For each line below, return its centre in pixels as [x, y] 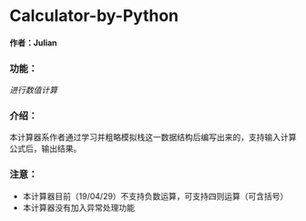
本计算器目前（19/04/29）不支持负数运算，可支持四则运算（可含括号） [155, 196]
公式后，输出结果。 [46, 149]
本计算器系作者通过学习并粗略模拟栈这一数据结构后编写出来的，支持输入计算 [153, 137]
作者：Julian [33, 43]
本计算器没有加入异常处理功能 [78, 207]
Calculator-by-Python [94, 16]
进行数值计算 [33, 90]
